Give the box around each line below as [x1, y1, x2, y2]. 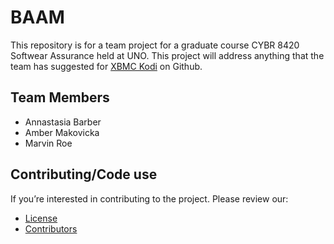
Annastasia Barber [24, 116, 102, 128]
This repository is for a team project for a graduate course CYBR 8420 [10, 39, 300, 51]
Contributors [24, 222, 78, 235]
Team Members [10, 89, 110, 106]
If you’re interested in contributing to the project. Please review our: [10, 192, 289, 205]
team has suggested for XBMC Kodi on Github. [10, 60, 203, 72]
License [24, 212, 58, 224]
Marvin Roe [24, 137, 73, 149]
